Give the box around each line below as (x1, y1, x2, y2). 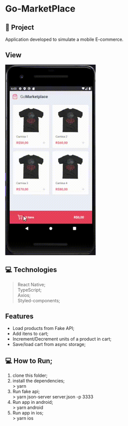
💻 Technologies (5, 266, 57, 274)
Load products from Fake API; (12, 325, 74, 331)
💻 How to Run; (5, 357, 53, 365)
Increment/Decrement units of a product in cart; (12, 336, 112, 342)
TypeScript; (17, 287, 42, 293)
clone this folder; (12, 373, 48, 379)
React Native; (17, 281, 46, 287)
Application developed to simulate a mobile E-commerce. (5, 36, 124, 42)
